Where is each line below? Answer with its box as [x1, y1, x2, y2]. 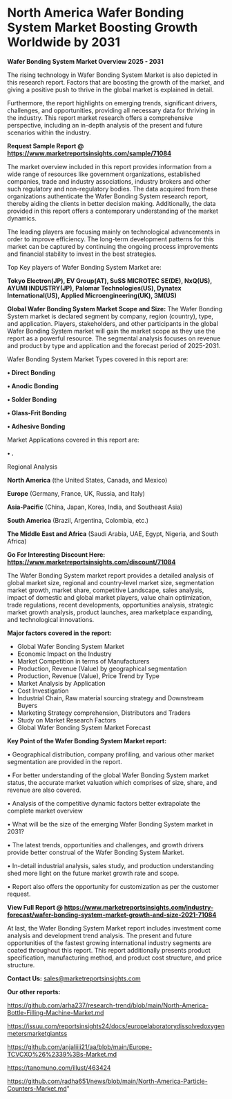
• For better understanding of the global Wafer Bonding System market [7, 771, 209, 779]
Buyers [17, 701, 38, 709]
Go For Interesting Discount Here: [7, 550, 106, 559]
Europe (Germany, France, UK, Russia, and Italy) [7, 489, 145, 497]
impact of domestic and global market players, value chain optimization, [7, 593, 212, 601]
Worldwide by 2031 [7, 35, 121, 50]
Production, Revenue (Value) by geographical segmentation [17, 664, 188, 673]
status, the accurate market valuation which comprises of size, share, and [7, 778, 217, 786]
